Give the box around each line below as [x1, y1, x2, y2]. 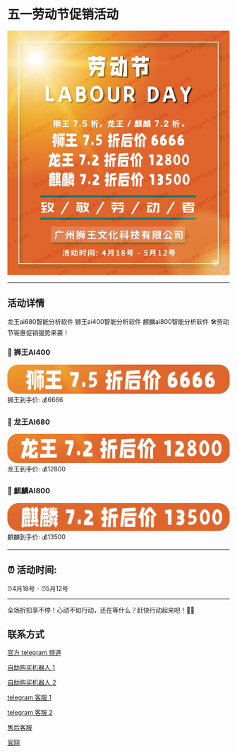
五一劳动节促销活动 [7, 6, 119, 23]
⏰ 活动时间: [7, 564, 58, 576]
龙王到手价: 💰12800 [7, 464, 66, 473]
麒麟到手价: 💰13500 [7, 532, 66, 541]
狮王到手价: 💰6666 [7, 395, 63, 404]
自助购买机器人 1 [7, 663, 55, 672]
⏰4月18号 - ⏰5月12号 [7, 584, 69, 593]
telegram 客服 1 [7, 693, 51, 702]
